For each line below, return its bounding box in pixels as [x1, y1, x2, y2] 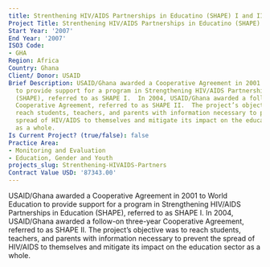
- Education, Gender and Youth [8, 154, 113, 162]
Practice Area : [8, 138, 59, 147]
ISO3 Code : [8, 42, 45, 50]
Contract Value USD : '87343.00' [8, 169, 117, 177]
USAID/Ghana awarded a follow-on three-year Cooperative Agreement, [8, 216, 245, 226]
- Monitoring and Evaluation [8, 146, 106, 154]
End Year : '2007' [8, 34, 67, 43]
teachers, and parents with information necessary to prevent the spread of [8, 234, 256, 243]
